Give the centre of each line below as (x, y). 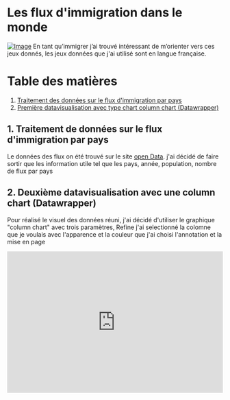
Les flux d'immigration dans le (95, 13)
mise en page (26, 242)
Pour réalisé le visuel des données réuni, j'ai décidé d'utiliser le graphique (111, 220)
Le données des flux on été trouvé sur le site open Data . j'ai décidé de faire (113, 156)
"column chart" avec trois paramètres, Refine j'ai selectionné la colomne (109, 227)
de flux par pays (30, 171)
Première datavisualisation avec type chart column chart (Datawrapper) (118, 107)
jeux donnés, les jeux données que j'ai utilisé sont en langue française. (107, 54)
